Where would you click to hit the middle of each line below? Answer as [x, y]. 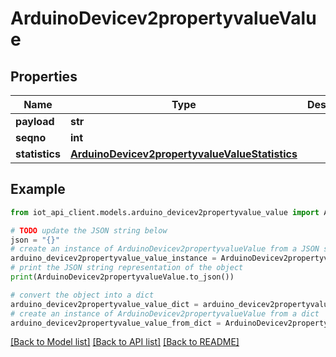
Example [38, 189]
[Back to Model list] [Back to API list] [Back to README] [125, 342]
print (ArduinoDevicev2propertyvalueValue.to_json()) [122, 277]
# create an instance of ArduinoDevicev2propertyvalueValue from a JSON [165, 249]
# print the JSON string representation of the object [127, 268]
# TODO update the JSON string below [89, 230]
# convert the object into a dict [82, 295]
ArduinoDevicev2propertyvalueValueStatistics [183, 154]
